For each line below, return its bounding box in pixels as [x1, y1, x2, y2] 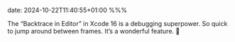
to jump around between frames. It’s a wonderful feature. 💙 [7, 27, 180, 35]
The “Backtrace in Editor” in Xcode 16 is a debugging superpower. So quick [7, 20, 228, 27]
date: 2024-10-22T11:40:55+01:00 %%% [7, 6, 128, 14]
